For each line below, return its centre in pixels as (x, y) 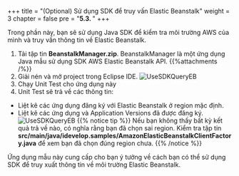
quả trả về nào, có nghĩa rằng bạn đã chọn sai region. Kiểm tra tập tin (119, 128)
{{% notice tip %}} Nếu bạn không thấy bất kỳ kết (150, 120)
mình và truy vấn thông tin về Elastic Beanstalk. (77, 40)
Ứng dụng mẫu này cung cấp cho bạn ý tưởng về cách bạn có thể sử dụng (117, 157)
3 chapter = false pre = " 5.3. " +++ (59, 19)
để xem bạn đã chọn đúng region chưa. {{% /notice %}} (120, 143)
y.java (27, 143)
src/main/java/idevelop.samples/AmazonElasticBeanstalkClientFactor (124, 136)
